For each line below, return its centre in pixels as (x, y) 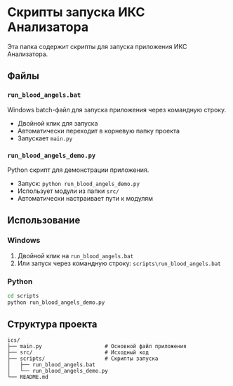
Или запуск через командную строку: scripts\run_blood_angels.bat (119, 263)
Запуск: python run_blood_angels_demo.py (79, 183)
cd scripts (23, 295)
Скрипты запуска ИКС (76, 12)
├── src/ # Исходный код (78, 353)
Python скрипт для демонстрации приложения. (78, 170)
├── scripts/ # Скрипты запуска (83, 359)
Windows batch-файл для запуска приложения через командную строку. (117, 109)
